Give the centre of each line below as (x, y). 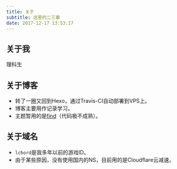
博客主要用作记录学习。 (44, 108)
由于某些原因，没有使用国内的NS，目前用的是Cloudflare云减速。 (94, 159)
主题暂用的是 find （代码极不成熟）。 (58, 116)
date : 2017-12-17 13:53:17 (40, 23)
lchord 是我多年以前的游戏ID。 (52, 152)
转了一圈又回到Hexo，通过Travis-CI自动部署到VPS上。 (82, 101)
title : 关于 (20, 12)
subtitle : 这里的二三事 (33, 17)
